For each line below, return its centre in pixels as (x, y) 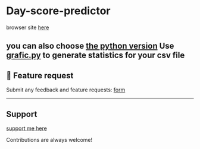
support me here (27, 128)
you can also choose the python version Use (90, 46)
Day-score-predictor (58, 11)
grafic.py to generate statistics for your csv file (96, 56)
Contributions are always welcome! (49, 140)
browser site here (28, 27)
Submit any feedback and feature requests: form (66, 90)
